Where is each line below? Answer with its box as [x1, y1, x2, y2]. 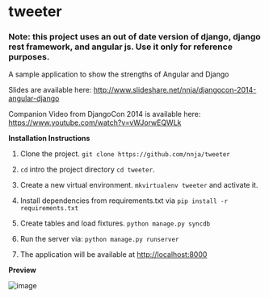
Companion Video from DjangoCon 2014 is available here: [8, 110, 201, 119]
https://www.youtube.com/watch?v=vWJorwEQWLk [8, 118, 182, 127]
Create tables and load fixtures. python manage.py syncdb [19, 218, 211, 228]
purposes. [8, 52, 50, 63]
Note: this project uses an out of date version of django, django [8, 31, 261, 43]
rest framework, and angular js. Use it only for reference [8, 41, 233, 52]
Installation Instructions [8, 134, 90, 143]
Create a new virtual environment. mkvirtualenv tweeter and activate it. [19, 180, 258, 190]
